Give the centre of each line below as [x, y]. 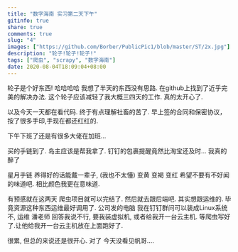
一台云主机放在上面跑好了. [85, 225]
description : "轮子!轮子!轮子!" [52, 54]
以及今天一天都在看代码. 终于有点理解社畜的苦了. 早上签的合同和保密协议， [117, 111]
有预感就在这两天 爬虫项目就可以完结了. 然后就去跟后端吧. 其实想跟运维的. [115, 199]
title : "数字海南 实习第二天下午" [53, 14]
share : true [25, 27]
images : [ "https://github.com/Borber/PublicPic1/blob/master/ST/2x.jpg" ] [119, 47]
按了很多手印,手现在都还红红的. [53, 121]
